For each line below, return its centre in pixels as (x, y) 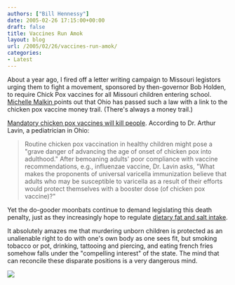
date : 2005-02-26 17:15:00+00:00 (56, 20)
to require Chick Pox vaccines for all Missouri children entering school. (109, 94)
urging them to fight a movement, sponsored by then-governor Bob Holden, (117, 87)
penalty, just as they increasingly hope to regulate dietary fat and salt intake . (117, 217)
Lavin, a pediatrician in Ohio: (48, 130)
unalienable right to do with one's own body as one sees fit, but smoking (112, 238)
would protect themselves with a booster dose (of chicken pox (115, 188)
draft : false (26, 27)
